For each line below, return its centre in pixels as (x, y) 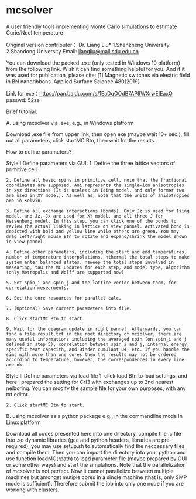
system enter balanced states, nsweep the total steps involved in (90, 262)
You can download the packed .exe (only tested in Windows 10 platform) (93, 63)
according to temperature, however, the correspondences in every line (95, 359)
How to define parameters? (39, 152)
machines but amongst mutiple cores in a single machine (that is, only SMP (97, 477)
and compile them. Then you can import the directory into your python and (96, 452)
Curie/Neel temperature (35, 32)
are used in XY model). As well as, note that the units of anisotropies (98, 195)
